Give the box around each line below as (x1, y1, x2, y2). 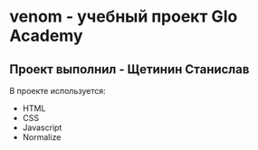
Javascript (22, 122, 62, 133)
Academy (9, 25, 83, 46)
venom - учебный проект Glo (9, 6, 238, 27)
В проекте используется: (9, 86, 106, 96)
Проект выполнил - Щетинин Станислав (9, 61, 250, 77)
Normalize (22, 132, 62, 142)
